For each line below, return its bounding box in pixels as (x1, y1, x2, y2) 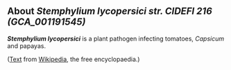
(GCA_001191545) (7, 16, 86, 28)
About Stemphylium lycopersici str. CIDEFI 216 (7, 5, 213, 17)
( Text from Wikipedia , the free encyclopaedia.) (7, 55, 140, 63)
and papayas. (7, 41, 46, 50)
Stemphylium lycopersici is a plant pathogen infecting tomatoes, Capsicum (7, 34, 225, 43)
